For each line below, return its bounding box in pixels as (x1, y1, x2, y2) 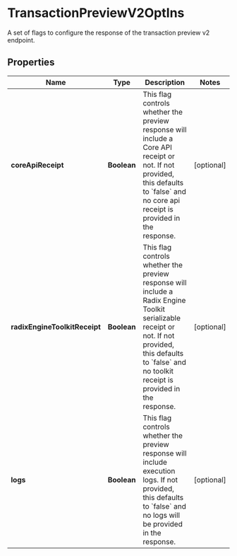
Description (144, 77, 186, 87)
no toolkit (142, 366, 174, 376)
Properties (7, 57, 55, 69)
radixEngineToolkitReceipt (11, 322, 101, 332)
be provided (142, 519, 183, 528)
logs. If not (142, 475, 178, 485)
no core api (142, 195, 181, 205)
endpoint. (7, 35, 35, 44)
